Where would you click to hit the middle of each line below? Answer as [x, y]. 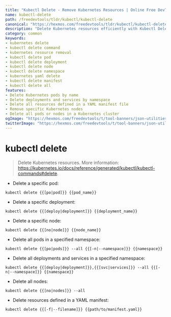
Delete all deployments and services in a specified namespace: [79, 258]
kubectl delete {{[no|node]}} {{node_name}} [53, 230]
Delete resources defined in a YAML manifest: [61, 300]
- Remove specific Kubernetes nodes [44, 109]
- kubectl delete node [29, 67]
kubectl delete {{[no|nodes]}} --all [45, 291]
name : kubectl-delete [28, 15]
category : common [24, 34]
